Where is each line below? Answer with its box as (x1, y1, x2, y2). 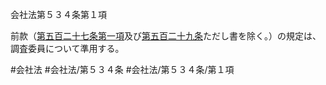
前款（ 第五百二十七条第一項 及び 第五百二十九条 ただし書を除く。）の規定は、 (10, 30, 322, 42)
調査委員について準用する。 (10, 43, 125, 54)
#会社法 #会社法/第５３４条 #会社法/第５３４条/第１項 (10, 64, 235, 75)
